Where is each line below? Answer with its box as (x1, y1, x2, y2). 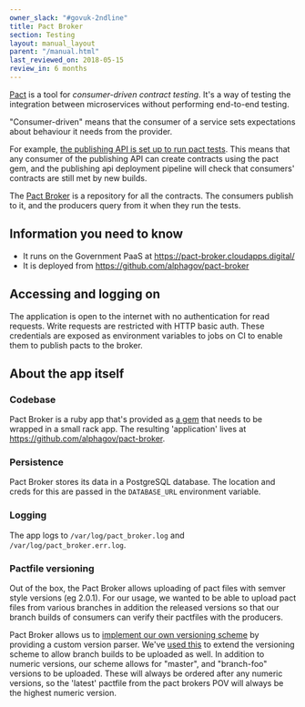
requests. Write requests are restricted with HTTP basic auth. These (9, 320, 265, 331)
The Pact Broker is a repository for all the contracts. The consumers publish (9, 190, 294, 201)
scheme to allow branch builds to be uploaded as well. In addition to (9, 649, 265, 660)
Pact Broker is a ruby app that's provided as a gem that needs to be (9, 414, 263, 425)
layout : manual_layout (9, 38, 96, 48)
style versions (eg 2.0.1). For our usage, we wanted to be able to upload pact (9, 592, 297, 603)
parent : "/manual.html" (9, 47, 100, 56)
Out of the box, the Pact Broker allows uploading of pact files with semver (9, 583, 287, 594)
